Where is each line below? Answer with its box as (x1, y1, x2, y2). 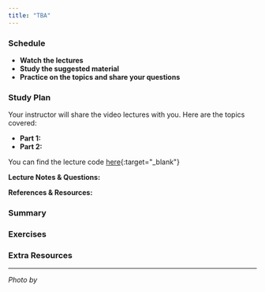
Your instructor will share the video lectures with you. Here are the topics (8, 110, 245, 119)
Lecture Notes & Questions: (8, 173, 101, 182)
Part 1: (19, 133, 41, 143)
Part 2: (19, 142, 43, 152)
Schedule (8, 37, 46, 48)
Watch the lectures (19, 55, 84, 65)
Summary (8, 208, 47, 219)
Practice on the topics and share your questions (19, 72, 181, 81)
